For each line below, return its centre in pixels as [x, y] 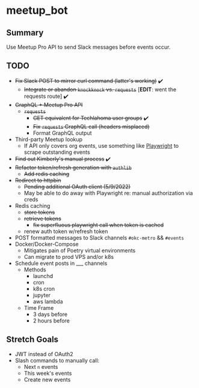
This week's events [48, 373]
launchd [43, 276]
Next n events [41, 366]
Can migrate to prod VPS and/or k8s [69, 256]
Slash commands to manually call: [57, 360]
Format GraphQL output [62, 133]
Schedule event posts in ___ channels [61, 263]
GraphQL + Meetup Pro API [49, 105]
